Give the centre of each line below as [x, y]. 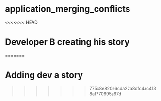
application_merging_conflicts [68, 9]
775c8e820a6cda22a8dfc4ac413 [123, 88]
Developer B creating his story [67, 42]
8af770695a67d [105, 94]
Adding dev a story [44, 75]
